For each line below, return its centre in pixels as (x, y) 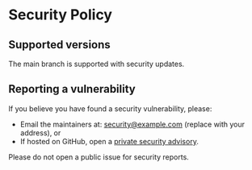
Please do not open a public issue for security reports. (99, 157)
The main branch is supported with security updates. (97, 64)
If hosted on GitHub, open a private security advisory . (109, 141)
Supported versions (59, 45)
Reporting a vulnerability (72, 89)
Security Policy (61, 15)
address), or (40, 133)
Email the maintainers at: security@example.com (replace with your (132, 124)
